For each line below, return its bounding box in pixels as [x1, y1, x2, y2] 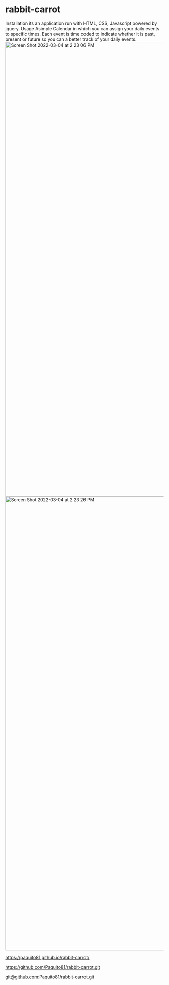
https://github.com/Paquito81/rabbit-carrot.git [5, 964, 100, 970]
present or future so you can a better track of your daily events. [5, 36, 137, 42]
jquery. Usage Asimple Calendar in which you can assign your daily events [5, 25, 160, 31]
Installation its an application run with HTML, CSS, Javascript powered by [5, 20, 157, 26]
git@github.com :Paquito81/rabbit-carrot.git [5, 974, 95, 980]
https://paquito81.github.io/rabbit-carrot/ [5, 954, 90, 960]
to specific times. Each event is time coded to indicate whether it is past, [5, 31, 155, 37]
